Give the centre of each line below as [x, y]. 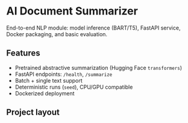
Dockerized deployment [45, 93]
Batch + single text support [49, 80]
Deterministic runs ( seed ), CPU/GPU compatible [74, 87]
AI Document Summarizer [72, 11]
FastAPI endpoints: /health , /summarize [64, 74]
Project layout [33, 112]
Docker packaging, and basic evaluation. [57, 34]
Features [23, 53]
